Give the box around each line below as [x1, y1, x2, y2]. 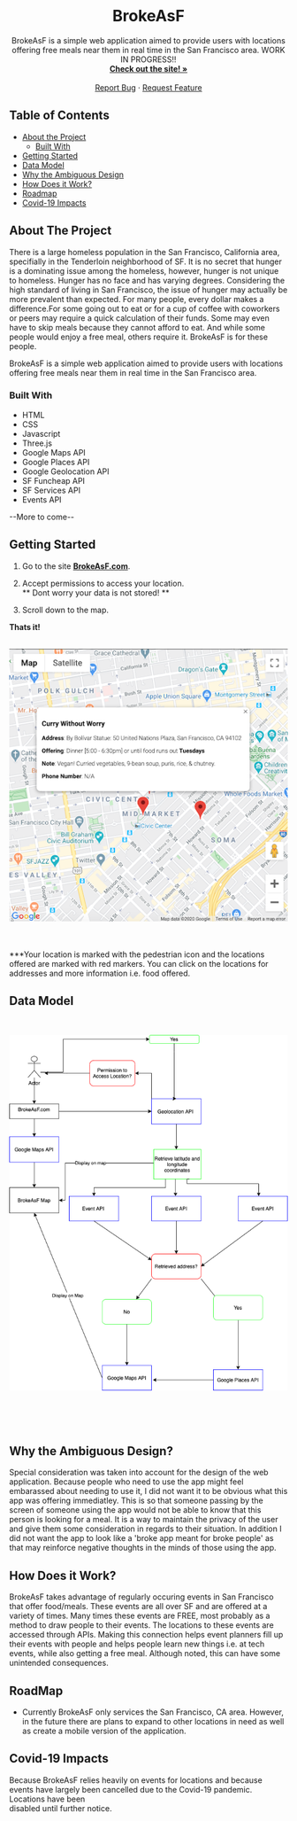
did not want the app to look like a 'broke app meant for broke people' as [9, 1533, 274, 1544]
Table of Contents [9, 108, 110, 123]
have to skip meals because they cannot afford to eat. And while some [9, 322, 265, 332]
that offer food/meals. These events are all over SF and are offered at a [9, 1601, 268, 1612]
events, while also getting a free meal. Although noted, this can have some [9, 1648, 281, 1659]
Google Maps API [21, 447, 86, 457]
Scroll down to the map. [21, 604, 109, 615]
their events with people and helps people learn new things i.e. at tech [9, 1638, 265, 1649]
